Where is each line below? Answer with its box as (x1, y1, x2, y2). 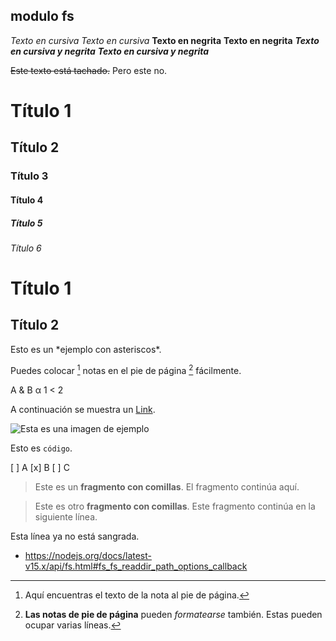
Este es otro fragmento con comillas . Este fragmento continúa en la (34, 500, 316, 512)
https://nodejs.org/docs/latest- (24, 549, 152, 561)
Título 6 (10, 242, 42, 254)
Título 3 (10, 169, 49, 183)
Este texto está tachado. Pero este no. (10, 64, 168, 76)
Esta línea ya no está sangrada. (10, 530, 140, 542)
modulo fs (10, 8, 75, 25)
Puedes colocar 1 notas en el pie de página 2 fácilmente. (10, 362, 242, 376)
